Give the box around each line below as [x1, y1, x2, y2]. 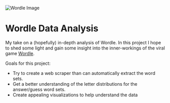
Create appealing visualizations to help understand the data [12, 92, 138, 98]
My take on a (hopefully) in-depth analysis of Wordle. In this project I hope [5, 39, 161, 45]
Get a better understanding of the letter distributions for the [12, 81, 137, 87]
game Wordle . [5, 50, 35, 56]
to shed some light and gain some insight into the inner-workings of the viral [5, 45, 165, 51]
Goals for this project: [5, 60, 51, 66]
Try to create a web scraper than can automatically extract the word [12, 70, 156, 76]
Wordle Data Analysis [5, 23, 99, 34]
